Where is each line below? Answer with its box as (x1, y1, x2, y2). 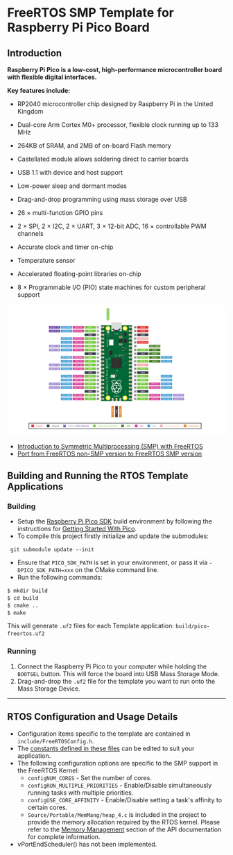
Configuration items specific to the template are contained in (17, 729, 191, 738)
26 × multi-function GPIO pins (17, 209, 103, 216)
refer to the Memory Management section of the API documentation (27, 825, 222, 834)
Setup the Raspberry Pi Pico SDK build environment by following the (17, 517, 213, 525)
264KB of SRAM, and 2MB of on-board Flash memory (17, 141, 171, 150)
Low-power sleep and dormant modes (17, 182, 127, 190)
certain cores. (27, 803, 68, 811)
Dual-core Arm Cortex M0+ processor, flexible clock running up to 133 (17, 121, 218, 129)
